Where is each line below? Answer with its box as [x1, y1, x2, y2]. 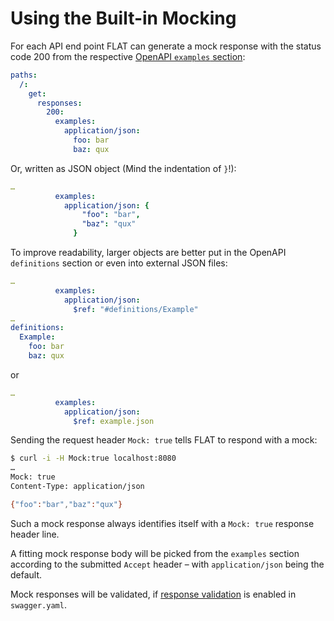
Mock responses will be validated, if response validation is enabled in [10, 588, 297, 600]
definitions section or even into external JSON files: [10, 257, 228, 269]
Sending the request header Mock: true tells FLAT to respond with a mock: [10, 434, 318, 446]
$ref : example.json [73, 416, 155, 426]
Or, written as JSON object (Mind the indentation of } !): [10, 162, 237, 174]
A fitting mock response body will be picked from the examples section [10, 547, 300, 559]
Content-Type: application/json [10, 482, 145, 492]
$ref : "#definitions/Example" [73, 304, 199, 314]
